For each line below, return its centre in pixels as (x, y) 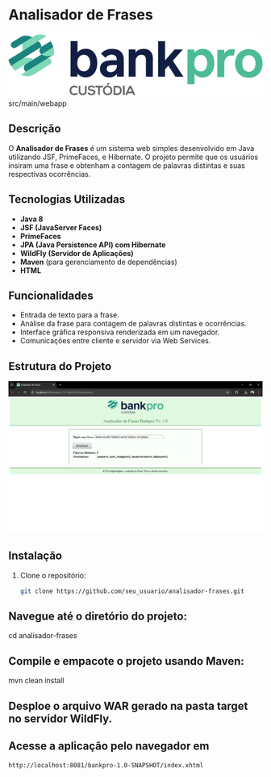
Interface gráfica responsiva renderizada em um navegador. (120, 332)
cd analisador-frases (43, 636)
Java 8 (31, 219)
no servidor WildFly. (60, 718)
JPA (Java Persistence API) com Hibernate (93, 245)
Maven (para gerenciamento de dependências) (98, 262)
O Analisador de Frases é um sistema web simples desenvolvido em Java (131, 148)
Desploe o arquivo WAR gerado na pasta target (128, 706)
